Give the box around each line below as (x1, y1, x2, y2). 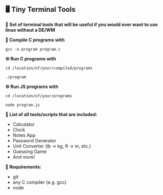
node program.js (5, 102, 40, 107)
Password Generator (12, 137, 56, 143)
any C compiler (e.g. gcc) (12, 179, 67, 185)
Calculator (12, 121, 35, 127)
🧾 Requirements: (5, 164, 42, 170)
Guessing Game (12, 148, 47, 155)
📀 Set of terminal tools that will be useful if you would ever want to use (5, 21, 158, 28)
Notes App (12, 132, 36, 138)
